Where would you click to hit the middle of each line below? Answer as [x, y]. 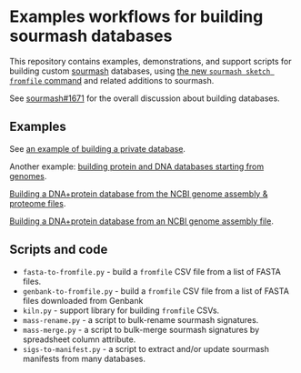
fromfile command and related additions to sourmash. [112, 80]
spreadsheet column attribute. [79, 339]
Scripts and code [59, 250]
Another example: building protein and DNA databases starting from [137, 166]
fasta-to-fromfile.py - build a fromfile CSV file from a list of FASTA [152, 271]
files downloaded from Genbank [83, 300]
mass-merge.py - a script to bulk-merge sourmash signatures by [141, 329]
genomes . [28, 176]
